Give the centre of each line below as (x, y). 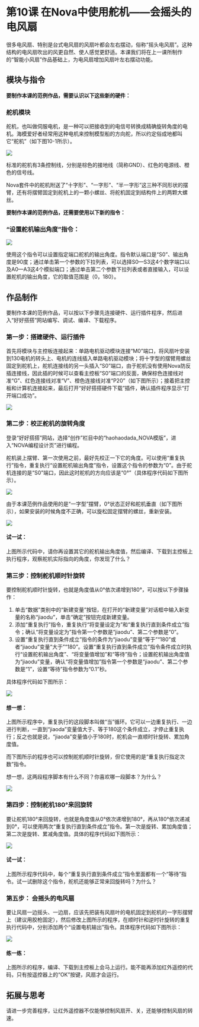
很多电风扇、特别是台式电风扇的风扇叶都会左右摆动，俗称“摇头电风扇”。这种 (99, 45)
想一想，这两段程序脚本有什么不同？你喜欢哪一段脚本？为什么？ (84, 777)
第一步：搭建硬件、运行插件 (46, 337)
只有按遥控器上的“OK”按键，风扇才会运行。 (69, 975)
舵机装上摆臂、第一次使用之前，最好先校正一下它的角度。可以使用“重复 (93, 457)
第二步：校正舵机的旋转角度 (46, 424)
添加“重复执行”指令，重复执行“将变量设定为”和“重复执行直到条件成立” (99, 625)
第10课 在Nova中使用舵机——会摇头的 (99, 12)
